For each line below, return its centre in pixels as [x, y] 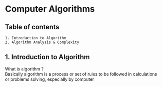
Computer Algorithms [50, 9]
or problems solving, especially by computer [50, 79]
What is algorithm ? [24, 69]
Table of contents [32, 27]
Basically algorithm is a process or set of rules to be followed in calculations [81, 74]
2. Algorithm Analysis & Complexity [42, 42]
